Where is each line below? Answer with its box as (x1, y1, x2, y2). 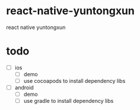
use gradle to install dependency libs (23, 98, 114, 105)
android (14, 84, 34, 91)
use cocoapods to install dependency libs (23, 77, 126, 84)
